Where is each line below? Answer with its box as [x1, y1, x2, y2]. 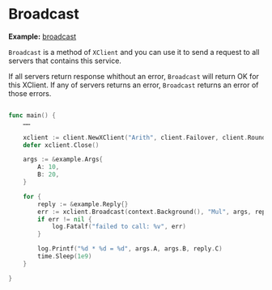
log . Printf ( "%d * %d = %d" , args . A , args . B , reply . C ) [37, 245, 223, 253]
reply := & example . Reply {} [37, 200, 129, 208]
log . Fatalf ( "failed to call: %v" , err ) [51, 223, 186, 231]
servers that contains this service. [8, 56, 121, 65]
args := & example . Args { [23, 155, 104, 164]
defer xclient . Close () [23, 141, 100, 149]
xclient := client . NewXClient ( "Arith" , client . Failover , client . [23, 133, 249, 141]
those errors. [8, 88, 52, 98]
